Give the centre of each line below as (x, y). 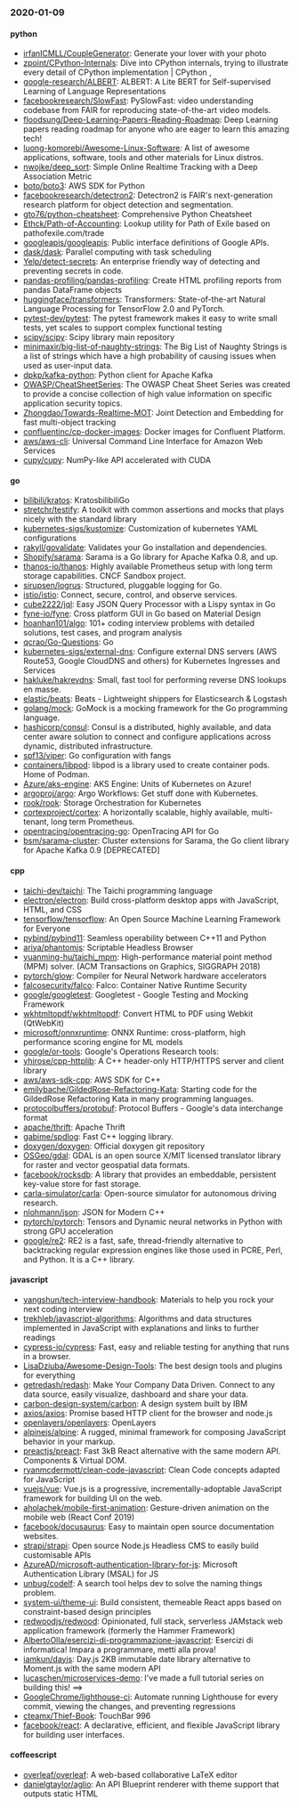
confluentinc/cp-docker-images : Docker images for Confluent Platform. (154, 432)
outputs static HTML (61, 1793)
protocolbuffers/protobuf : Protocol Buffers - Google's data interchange (153, 1108)
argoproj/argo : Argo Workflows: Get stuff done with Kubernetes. (141, 793)
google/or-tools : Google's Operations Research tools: (121, 1051)
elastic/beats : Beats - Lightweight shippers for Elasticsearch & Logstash (155, 699)
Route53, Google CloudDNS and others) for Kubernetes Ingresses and (151, 661)
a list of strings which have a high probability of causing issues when (149, 356)
